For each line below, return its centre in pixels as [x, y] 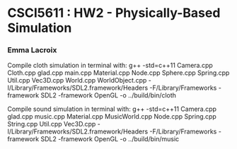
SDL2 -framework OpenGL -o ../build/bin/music [110, 139]
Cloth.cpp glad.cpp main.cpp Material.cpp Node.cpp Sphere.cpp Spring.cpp [118, 73]
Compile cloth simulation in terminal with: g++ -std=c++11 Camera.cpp [110, 66]
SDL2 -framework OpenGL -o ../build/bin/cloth [109, 95]
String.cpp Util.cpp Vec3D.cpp [52, 124]
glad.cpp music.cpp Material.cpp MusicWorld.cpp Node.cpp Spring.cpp [112, 117]
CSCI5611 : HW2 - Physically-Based [114, 13]
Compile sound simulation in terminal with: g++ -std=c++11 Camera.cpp [112, 109]
